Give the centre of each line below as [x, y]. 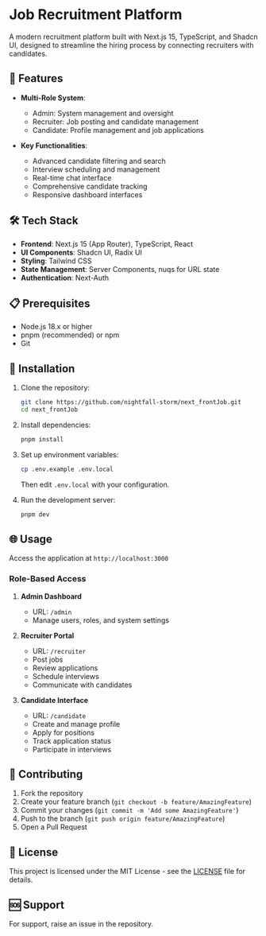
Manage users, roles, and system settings [101, 620]
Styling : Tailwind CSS [56, 261]
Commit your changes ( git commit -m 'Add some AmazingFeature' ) [129, 810]
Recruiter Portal [47, 635]
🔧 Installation [42, 369]
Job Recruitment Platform [96, 15]
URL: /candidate [59, 715]
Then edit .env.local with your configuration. [95, 484]
